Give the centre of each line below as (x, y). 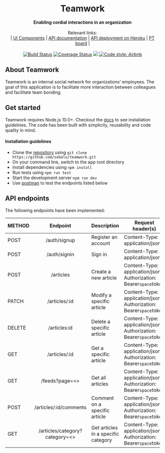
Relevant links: (82, 33)
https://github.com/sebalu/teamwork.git (54, 157)
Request (144, 223)
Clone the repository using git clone (50, 152)
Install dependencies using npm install (52, 167)
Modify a (101, 295)
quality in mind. (21, 130)
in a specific (105, 434)
